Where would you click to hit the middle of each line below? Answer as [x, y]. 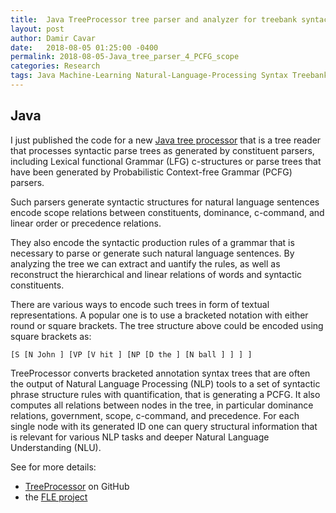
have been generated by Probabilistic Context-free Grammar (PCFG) [151, 172]
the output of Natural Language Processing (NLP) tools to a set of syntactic [165, 383]
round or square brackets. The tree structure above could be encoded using [167, 325]
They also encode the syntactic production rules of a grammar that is [152, 242]
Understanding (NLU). [56, 447]
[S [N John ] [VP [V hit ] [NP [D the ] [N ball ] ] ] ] [131, 354]
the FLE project [56, 497]
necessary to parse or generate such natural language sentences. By [152, 253]
